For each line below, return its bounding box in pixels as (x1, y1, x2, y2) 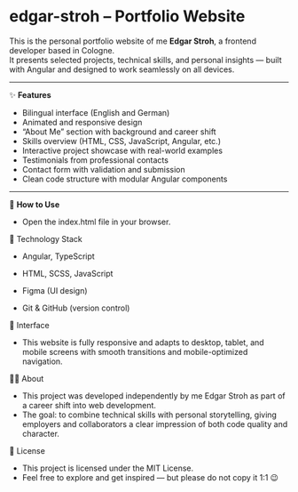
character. (21, 428, 60, 439)
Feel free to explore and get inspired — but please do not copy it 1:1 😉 (21, 472, 279, 482)
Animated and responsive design (21, 117, 143, 127)
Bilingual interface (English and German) (21, 107, 170, 117)
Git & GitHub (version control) (21, 302, 130, 313)
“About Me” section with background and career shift (21, 126, 216, 137)
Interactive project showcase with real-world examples (21, 145, 223, 156)
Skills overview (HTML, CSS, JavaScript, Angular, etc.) (21, 135, 222, 146)
